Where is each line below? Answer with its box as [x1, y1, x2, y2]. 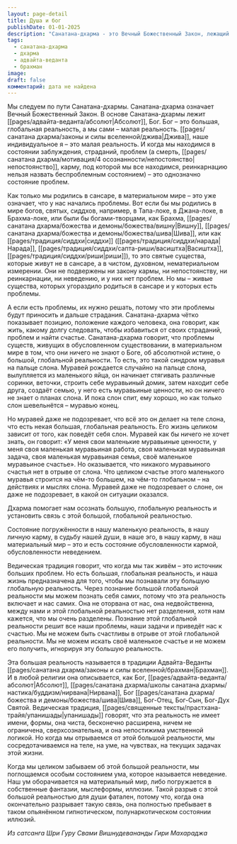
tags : [7, 37, 23, 44]
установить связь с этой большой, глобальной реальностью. [7, 511, 193, 520]
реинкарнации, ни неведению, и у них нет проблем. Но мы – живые [7, 274, 214, 283]
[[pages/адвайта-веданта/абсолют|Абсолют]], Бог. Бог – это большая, [7, 118, 220, 126]
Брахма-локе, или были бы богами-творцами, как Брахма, [7, 214, 186, 223]
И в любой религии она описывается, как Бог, [7, 673, 147, 682]
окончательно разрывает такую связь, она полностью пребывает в [7, 800, 212, 809]
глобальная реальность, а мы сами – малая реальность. [7, 125, 179, 133]
